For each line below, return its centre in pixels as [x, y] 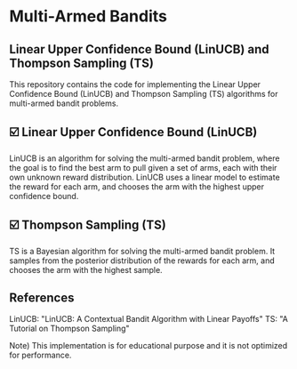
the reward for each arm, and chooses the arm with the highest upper [137, 186]
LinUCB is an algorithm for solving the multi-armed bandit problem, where [144, 158]
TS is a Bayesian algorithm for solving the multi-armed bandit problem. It [142, 251]
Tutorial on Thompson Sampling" [70, 329]
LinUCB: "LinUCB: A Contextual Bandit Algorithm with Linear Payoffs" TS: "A [149, 319]
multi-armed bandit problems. [64, 103]
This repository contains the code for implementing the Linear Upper [135, 84]
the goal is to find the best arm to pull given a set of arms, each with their [143, 167]
